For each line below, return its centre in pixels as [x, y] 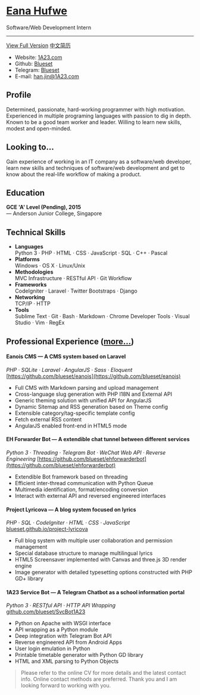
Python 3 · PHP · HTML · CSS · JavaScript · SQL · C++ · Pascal [91, 253]
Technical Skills [36, 232]
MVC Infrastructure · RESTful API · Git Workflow [73, 278]
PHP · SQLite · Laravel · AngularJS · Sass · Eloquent [69, 370]
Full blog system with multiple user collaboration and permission [93, 541]
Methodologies [34, 272]
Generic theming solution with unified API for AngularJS [83, 400]
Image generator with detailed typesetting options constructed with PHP [103, 572]
